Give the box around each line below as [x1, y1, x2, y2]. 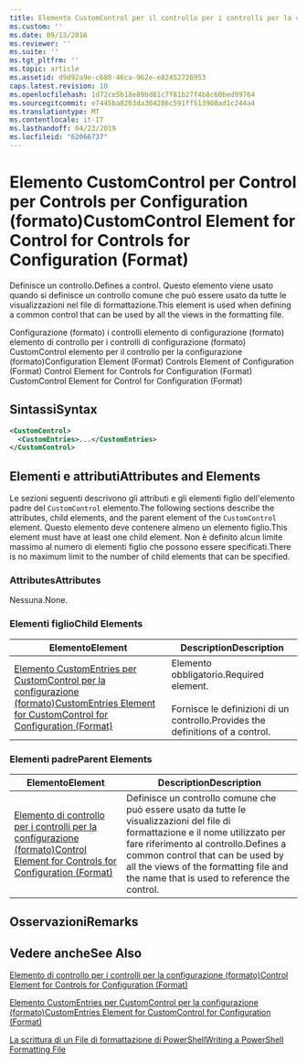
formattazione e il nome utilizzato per [126, 825, 286, 838]
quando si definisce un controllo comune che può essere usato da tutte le [9, 289, 287, 300]
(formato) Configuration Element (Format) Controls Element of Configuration [9, 356, 294, 367]
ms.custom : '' [9, 22, 64, 31]
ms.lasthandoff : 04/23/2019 [9, 124, 117, 134]
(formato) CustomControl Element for [9, 211, 296, 231]
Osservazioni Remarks [9, 914, 139, 930]
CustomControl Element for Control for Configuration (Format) [9, 375, 243, 386]
